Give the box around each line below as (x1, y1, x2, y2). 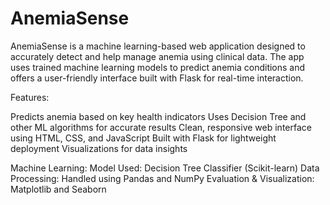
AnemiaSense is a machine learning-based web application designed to (10, 40, 306, 52)
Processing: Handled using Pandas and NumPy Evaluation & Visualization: (10, 172, 315, 184)
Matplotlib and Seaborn (10, 183, 107, 195)
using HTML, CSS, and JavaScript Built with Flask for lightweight (10, 132, 277, 144)
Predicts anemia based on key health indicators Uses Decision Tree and (10, 110, 307, 122)
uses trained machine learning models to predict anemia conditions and (10, 61, 306, 73)
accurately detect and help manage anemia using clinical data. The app (10, 50, 305, 62)
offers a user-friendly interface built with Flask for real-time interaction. (10, 72, 304, 84)
